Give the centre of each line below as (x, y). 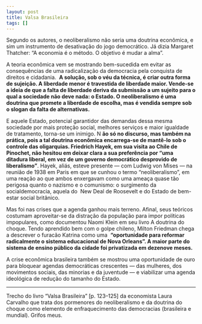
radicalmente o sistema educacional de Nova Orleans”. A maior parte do (98, 241)
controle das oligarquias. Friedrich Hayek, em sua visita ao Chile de (92, 147)
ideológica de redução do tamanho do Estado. (63, 279)
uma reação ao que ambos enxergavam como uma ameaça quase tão (93, 179)
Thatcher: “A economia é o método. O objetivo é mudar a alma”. (85, 53)
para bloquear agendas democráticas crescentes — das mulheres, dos (94, 266)
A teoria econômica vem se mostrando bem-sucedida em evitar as (89, 64)
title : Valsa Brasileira (37, 17)
